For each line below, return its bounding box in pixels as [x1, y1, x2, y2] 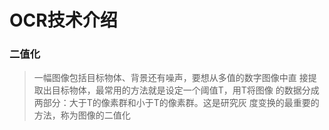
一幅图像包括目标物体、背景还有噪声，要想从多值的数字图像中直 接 [33, 72, 309, 84]
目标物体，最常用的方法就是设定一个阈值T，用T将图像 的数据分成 [51, 84, 320, 96]
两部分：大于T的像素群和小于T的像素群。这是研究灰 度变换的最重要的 [33, 97, 320, 109]
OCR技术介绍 [9, 9, 118, 32]
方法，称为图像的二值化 [33, 109, 131, 121]
